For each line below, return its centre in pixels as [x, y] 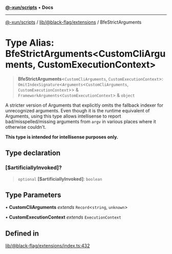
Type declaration [33, 153]
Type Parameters [33, 195]
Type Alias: [30, 43]
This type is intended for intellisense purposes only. [62, 137]
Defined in [22, 233]
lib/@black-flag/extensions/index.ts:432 [48, 246]
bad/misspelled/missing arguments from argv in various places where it [81, 121]
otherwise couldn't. [26, 127]
